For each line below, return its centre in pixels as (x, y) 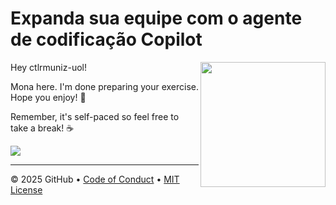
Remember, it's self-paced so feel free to (95, 116)
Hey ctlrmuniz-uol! (49, 67)
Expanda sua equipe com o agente (156, 18)
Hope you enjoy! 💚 (48, 97)
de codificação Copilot (106, 39)
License (26, 189)
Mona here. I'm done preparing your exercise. (104, 86)
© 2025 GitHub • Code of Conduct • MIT (95, 179)
